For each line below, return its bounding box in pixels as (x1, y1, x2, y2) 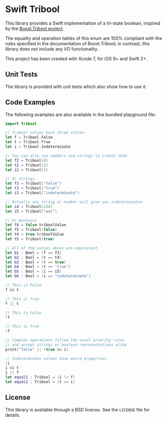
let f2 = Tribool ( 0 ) (5, 158, 49, 163)
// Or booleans (5, 218, 37, 223)
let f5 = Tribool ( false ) (5, 227, 57, 232)
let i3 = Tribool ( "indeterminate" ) (5, 190, 80, 195)
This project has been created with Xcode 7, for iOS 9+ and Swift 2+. (5, 55, 147, 61)
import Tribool (5, 121, 37, 126)
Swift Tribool (5, 4, 60, 15)
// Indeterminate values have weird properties (5, 356, 107, 361)
